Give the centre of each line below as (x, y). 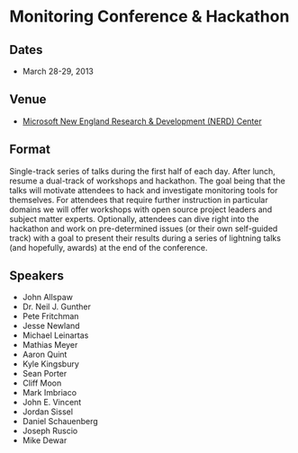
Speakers (37, 276)
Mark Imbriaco (50, 393)
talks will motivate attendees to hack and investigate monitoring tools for (144, 190)
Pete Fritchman (50, 316)
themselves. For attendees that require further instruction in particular (139, 200)
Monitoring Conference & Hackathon (149, 17)
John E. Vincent (52, 403)
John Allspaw (48, 298)
